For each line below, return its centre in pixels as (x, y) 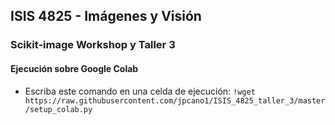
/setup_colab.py (58, 109)
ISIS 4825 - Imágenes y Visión (106, 16)
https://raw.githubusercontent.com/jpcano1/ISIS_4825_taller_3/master (175, 100)
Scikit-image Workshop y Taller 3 (93, 45)
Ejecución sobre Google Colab (74, 68)
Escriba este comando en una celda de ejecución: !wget (140, 91)
